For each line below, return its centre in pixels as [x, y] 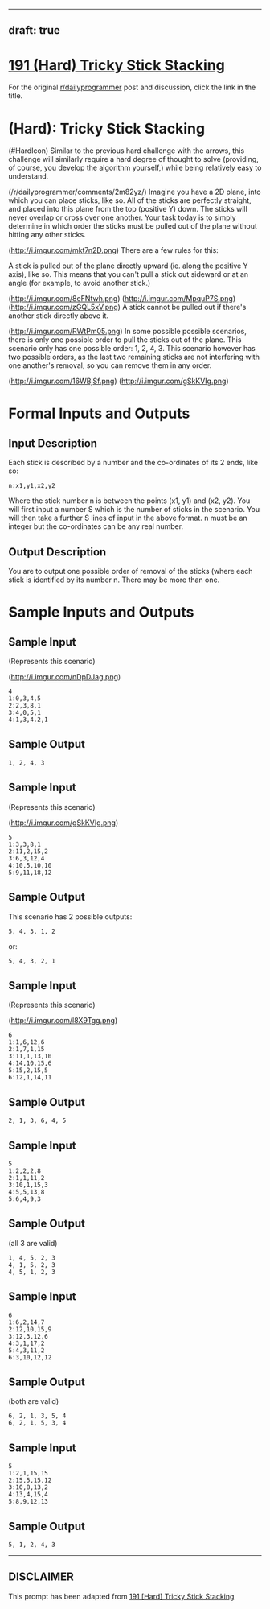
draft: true [34, 30]
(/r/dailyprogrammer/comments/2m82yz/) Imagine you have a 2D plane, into [135, 192]
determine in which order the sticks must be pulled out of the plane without [133, 226]
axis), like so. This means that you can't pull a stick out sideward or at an [129, 274]
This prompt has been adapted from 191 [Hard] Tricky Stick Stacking [121, 1596]
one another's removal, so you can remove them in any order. [110, 365]
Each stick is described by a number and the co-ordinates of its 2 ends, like [133, 463]
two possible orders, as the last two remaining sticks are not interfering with [134, 357]
